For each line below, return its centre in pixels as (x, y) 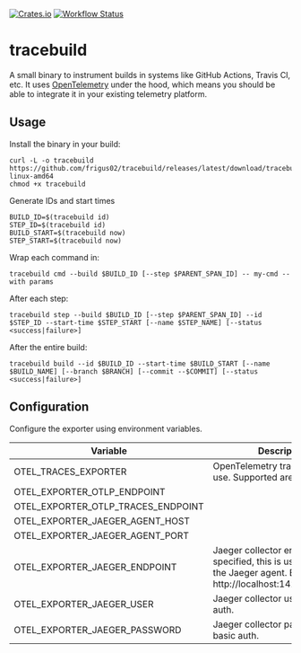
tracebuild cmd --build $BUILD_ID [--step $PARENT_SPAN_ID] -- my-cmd (144, 274)
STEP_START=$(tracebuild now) (66, 241)
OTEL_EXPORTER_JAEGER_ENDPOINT (95, 567)
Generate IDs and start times (62, 200)
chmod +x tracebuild (48, 184)
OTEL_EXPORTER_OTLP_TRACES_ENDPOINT (109, 506)
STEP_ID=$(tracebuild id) (57, 225)
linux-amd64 (31, 176)
